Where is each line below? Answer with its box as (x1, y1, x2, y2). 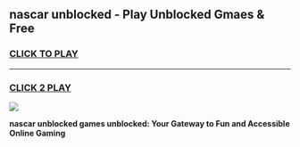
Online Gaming (9, 127, 66, 138)
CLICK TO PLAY (9, 48, 79, 61)
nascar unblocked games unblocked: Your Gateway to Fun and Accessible (9, 118, 290, 128)
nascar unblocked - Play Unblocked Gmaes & (9, 7, 265, 22)
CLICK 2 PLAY (9, 81, 71, 94)
